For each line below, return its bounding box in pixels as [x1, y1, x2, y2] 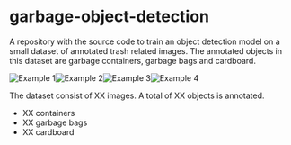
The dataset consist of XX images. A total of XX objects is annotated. [9, 90, 265, 101]
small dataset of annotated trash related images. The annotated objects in [9, 45, 283, 56]
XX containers [22, 107, 75, 118]
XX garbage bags [22, 117, 88, 128]
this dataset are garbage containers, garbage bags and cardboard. [9, 55, 256, 66]
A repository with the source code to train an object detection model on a [9, 36, 280, 47]
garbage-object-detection [9, 6, 209, 27]
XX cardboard [22, 126, 75, 137]
